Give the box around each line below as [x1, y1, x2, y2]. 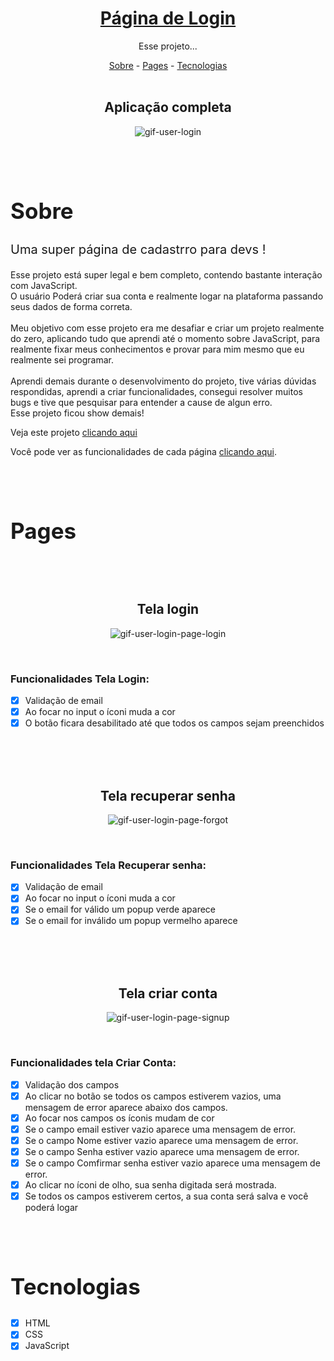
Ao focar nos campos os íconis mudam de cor [24, 1112, 215, 1124]
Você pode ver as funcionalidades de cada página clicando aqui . [10, 445, 277, 457]
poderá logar [24, 1202, 79, 1214]
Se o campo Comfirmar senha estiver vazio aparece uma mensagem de [24, 1157, 321, 1169]
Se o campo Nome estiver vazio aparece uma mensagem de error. [24, 1134, 299, 1146]
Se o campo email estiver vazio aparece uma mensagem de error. [24, 1123, 297, 1135]
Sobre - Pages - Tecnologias [108, 59, 228, 71]
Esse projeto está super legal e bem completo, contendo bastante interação [10, 268, 323, 281]
